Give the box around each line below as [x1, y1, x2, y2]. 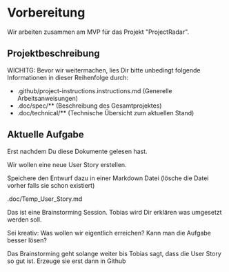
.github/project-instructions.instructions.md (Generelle [17, 86, 172, 95]
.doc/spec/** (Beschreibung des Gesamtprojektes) [17, 101, 162, 110]
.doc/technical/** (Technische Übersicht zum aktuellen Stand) [17, 108, 195, 117]
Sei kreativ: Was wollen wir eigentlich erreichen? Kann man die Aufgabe [7, 229, 212, 237]
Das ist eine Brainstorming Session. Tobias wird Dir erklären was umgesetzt [7, 208, 222, 216]
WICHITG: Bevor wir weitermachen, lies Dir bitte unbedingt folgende [7, 66, 201, 74]
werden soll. [7, 215, 42, 224]
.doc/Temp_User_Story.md [7, 195, 83, 203]
